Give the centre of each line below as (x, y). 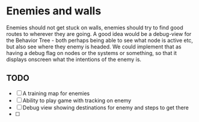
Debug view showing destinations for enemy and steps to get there (106, 107)
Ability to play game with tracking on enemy (77, 100)
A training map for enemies (56, 93)
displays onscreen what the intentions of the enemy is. (74, 59)
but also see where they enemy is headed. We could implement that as (94, 47)
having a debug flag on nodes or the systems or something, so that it (92, 53)
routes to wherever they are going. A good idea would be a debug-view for (99, 33)
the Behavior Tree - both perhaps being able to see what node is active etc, (100, 40)
